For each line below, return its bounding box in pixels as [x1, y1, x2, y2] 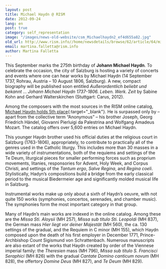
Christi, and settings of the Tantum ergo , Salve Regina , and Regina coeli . [5, 165, 153, 171]
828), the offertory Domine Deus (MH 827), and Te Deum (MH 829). [5, 258, 143, 264]
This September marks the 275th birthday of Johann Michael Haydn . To [5, 62, 152, 68]
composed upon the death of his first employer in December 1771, [5, 232, 139, 238]
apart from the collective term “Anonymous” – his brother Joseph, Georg [5, 114, 153, 120]
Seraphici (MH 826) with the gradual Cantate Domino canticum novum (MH [5, 253, 159, 259]
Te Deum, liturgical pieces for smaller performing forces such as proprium [5, 155, 156, 161]
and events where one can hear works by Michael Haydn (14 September [5, 73, 152, 79]
